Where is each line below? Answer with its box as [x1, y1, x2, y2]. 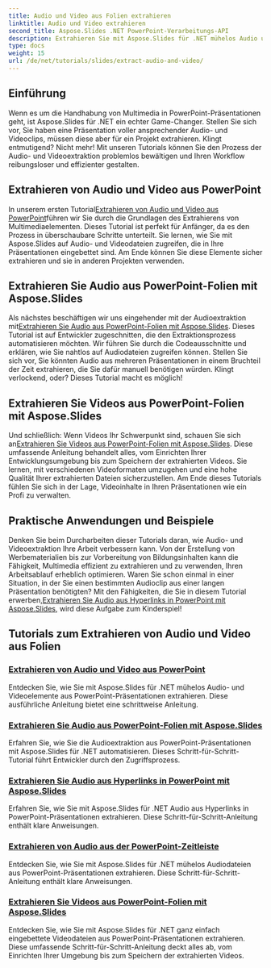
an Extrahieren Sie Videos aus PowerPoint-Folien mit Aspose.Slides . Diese [8, 439, 253, 449]
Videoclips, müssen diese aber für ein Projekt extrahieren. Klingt [8, 134, 222, 144]
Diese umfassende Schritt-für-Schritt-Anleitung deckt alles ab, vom [8, 941, 232, 952]
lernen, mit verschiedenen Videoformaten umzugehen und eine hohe [8, 465, 238, 474]
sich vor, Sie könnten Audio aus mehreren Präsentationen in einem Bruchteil [8, 356, 261, 365]
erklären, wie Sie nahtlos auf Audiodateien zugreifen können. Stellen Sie [8, 348, 248, 357]
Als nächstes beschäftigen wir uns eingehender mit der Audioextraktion [8, 313, 247, 323]
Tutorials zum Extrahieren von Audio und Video [8, 627, 252, 641]
